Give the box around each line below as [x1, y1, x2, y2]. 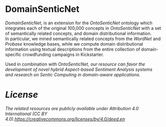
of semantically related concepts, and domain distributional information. [5, 30, 152, 36]
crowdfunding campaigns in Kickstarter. [22, 51, 104, 58]
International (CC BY [5, 111, 48, 117]
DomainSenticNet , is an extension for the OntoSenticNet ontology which [5, 20, 153, 26]
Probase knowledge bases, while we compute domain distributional [5, 41, 143, 47]
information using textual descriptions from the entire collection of [5, 46, 140, 52]
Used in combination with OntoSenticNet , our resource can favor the [5, 61, 145, 67]
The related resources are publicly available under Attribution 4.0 [5, 105, 139, 111]
